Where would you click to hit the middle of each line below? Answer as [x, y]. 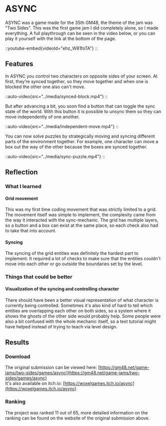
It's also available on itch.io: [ [35, 383]
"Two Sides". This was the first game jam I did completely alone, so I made [82, 28]
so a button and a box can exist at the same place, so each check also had [82, 225]
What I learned [23, 187]
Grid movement [22, 198]
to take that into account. [31, 231]
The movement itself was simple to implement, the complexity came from [81, 215]
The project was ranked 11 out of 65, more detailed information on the [77, 412]
